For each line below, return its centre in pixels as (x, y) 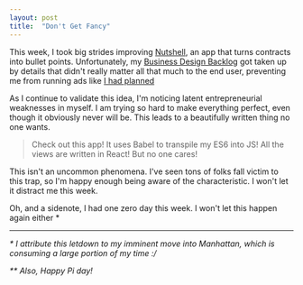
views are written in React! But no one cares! (115, 153)
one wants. (30, 126)
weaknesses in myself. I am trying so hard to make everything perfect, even (150, 107)
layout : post (34, 18)
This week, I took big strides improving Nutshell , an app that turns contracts (150, 51)
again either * (35, 217)
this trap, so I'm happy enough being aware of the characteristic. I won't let (149, 180)
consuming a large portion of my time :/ (83, 253)
